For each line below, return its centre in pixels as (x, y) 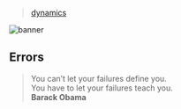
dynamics (49, 13)
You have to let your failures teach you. (102, 88)
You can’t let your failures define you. (99, 78)
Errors (26, 58)
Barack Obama (58, 97)
